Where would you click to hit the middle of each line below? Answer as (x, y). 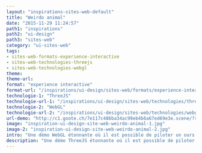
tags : (13, 51)
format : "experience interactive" (50, 85)
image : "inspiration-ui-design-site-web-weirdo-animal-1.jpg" (86, 124)
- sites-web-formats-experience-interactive (63, 57)
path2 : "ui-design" (31, 34)
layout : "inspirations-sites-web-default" (60, 12)
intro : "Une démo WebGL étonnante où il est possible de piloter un (94, 135)
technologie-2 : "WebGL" (36, 107)
